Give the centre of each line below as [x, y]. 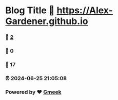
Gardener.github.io [47, 21]
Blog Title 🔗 [30, 10]
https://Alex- [85, 10]
